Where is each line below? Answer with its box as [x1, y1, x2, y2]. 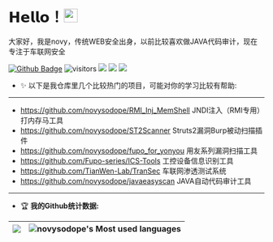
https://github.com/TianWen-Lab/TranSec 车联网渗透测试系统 [19, 166, 227, 176]
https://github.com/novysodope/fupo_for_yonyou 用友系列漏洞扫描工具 [19, 146, 258, 155]
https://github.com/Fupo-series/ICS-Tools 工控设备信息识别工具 [19, 155, 234, 165]
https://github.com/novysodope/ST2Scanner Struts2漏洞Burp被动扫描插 [19, 125, 262, 135]
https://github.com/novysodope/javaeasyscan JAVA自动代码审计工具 [19, 176, 252, 185]
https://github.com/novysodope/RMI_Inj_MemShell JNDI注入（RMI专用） [19, 105, 264, 115]
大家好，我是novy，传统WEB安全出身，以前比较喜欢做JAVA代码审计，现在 [8, 36, 258, 46]
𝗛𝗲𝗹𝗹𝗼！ [8, 8, 64, 27]
